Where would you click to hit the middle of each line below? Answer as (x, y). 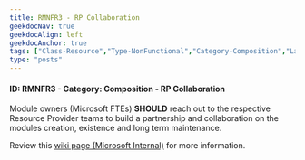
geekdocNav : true (42, 26)
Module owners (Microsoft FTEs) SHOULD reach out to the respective (140, 108)
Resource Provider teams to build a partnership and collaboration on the (144, 118)
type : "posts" (36, 60)
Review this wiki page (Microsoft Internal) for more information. (128, 146)
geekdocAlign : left (46, 34)
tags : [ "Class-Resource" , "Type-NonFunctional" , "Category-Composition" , (148, 52)
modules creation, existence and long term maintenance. (116, 128)
